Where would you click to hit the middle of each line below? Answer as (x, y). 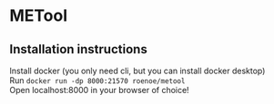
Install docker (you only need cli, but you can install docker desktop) (137, 71)
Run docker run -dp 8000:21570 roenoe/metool (97, 80)
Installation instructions (78, 49)
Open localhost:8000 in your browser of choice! (99, 90)
